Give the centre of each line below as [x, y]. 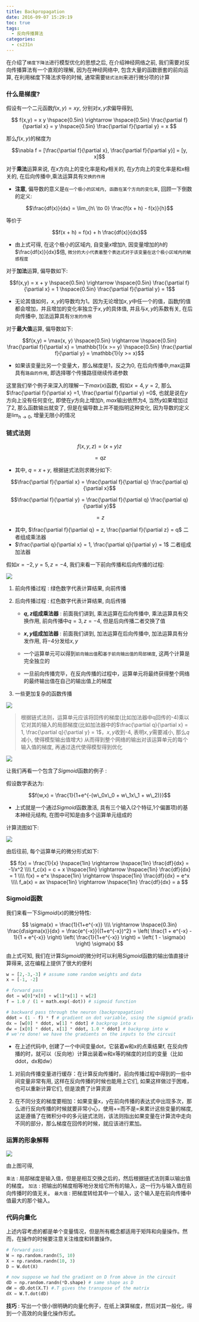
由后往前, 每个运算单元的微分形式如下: [53, 851]
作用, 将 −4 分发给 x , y [53, 641]
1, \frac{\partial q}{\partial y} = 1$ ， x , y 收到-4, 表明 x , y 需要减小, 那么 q [105, 732]
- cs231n [22, 45]
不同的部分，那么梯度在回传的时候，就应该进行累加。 [80, 1124]
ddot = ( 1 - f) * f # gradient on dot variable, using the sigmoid [91, 1018]
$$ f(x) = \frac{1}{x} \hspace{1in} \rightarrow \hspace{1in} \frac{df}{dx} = [99, 863]
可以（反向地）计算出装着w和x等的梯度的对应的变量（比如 [112, 1054]
